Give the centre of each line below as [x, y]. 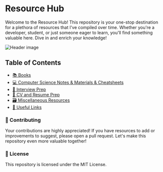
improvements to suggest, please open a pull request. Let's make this [76, 136]
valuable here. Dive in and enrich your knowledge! [56, 38]
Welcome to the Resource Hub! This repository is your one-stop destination [82, 22]
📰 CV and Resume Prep [36, 94]
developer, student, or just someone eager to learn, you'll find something [79, 32]
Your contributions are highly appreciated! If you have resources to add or [80, 131]
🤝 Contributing [23, 120]
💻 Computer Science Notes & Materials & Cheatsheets [68, 82]
